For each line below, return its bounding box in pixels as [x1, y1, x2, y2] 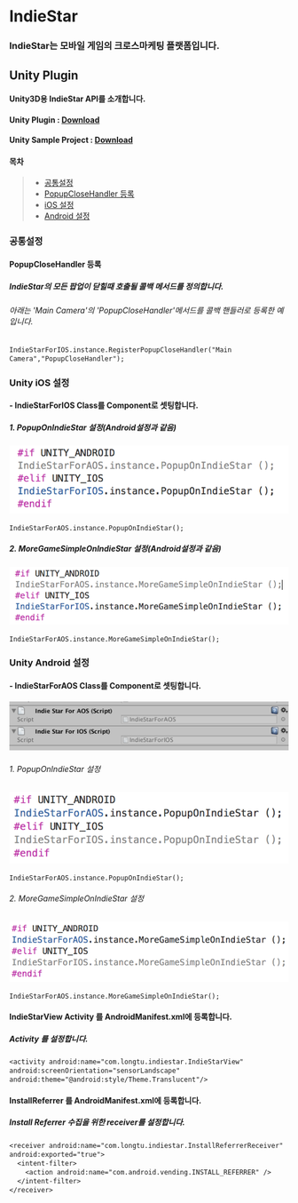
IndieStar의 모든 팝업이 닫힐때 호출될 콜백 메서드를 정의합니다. [9, 281, 224, 291]
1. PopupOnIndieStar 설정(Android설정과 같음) [9, 422, 177, 433]
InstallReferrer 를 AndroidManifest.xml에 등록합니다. [9, 1095, 202, 1105]
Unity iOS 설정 [9, 376, 70, 388]
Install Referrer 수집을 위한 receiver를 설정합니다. [9, 1117, 185, 1127]
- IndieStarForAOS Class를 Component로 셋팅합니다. [9, 681, 202, 691]
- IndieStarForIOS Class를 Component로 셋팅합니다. [9, 400, 199, 410]
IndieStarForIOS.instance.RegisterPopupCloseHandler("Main [9, 345, 232, 355]
